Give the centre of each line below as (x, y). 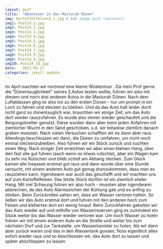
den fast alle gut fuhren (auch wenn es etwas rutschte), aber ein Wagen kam (82, 153)
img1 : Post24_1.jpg (25, 23)
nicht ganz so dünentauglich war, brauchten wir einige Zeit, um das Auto (78, 112)
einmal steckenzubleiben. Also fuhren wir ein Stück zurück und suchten (77, 143)
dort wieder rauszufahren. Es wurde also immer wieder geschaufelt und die (81, 117)
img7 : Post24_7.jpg (25, 50)
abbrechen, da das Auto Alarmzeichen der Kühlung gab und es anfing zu (78, 189)
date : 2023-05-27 (25, 68)
